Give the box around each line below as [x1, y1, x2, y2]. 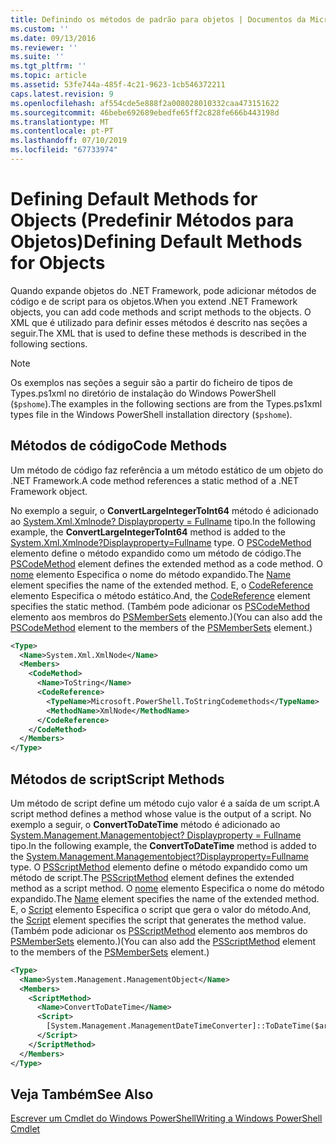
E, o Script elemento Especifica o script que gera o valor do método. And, [10, 903, 312, 915]
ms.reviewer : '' [10, 42, 78, 53]
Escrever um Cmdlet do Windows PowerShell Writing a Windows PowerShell [10, 1112, 323, 1125]
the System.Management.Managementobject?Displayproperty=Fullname [10, 850, 310, 862]
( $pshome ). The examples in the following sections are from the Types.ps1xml [10, 397, 323, 410]
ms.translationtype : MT [10, 117, 110, 127]
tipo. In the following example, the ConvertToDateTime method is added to [10, 839, 317, 851]
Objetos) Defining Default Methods [10, 231, 303, 253]
